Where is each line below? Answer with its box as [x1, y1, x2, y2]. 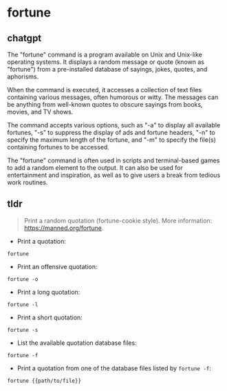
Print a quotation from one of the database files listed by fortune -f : [17, 363, 211, 372]
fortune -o [7, 275, 39, 283]
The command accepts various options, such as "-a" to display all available [7, 121, 221, 129]
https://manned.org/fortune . [23, 224, 104, 232]
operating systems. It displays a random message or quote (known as [7, 58, 205, 66]
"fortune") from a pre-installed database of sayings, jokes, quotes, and [7, 65, 208, 73]
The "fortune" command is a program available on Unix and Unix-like [7, 50, 203, 59]
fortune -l [7, 301, 39, 308]
